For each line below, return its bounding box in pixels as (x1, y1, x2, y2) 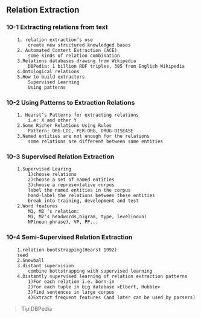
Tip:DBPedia (21, 305, 53, 312)
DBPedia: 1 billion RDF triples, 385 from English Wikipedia (28, 63, 185, 69)
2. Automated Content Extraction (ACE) (17, 47, 118, 53)
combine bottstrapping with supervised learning (28, 268, 153, 274)
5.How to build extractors (17, 74, 85, 80)
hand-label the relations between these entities (28, 193, 155, 199)
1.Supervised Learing (17, 166, 71, 172)
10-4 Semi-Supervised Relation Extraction (6, 233, 133, 241)
